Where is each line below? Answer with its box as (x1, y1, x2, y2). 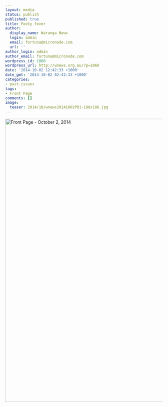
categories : (5, 77, 30, 82)
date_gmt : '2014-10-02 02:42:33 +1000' (5, 72, 88, 77)
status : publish (5, 12, 39, 17)
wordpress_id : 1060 (5, 58, 46, 63)
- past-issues (5, 81, 35, 86)
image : (5, 100, 19, 105)
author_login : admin (5, 49, 48, 54)
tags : (5, 86, 16, 91)
